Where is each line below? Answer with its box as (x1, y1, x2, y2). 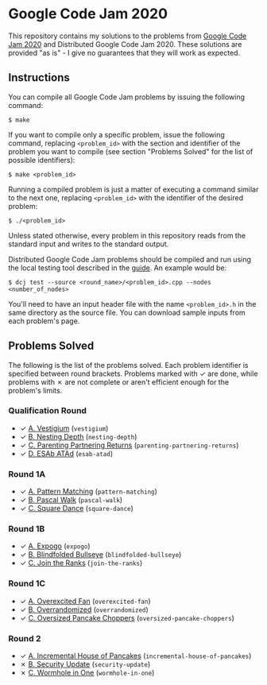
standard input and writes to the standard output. (8, 239, 169, 249)
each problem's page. (8, 315, 80, 326)
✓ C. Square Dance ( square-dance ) (19, 504, 133, 513)
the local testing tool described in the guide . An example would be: (8, 263, 227, 273)
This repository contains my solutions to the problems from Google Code (8, 31, 247, 41)
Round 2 (8, 633, 41, 644)
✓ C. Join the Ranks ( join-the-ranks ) (19, 558, 143, 568)
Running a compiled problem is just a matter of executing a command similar (8, 184, 259, 194)
